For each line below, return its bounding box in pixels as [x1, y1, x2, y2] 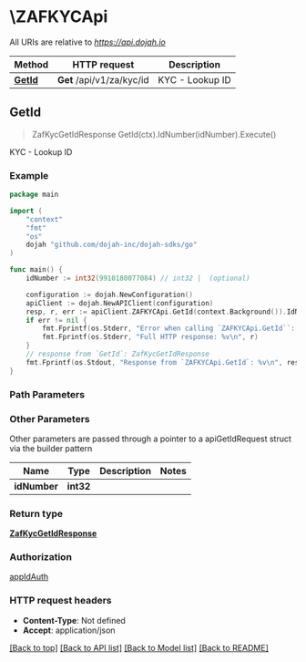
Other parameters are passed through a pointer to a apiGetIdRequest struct [9, 433, 291, 444]
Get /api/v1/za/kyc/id [57, 73, 149, 86]
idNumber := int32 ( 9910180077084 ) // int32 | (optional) [25, 274, 250, 284]
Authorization [9, 551, 73, 564]
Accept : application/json [22, 625, 116, 636]
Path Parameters [9, 388, 85, 400]
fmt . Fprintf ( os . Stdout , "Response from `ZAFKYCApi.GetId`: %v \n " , [25, 357, 283, 367]
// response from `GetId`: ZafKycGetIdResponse [25, 349, 209, 359]
